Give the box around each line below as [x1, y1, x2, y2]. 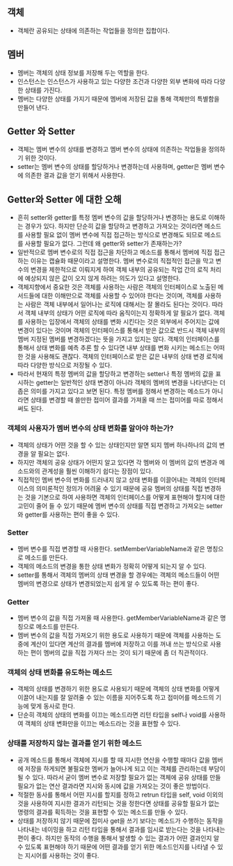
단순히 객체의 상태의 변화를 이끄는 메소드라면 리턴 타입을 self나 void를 [17, 711, 207, 719]
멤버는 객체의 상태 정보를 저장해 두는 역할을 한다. [17, 68, 150, 76]
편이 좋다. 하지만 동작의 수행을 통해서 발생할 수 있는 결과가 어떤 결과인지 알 [17, 833, 220, 842]
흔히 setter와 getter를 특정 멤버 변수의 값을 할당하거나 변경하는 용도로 [17, 213, 207, 222]
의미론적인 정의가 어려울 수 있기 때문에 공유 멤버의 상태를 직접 [35, 484, 203, 492]
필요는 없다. [38, 449, 70, 457]
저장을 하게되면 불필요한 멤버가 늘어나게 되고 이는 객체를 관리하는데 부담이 [24, 764, 226, 773]
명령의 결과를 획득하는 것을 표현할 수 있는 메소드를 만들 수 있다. [17, 808, 188, 816]
